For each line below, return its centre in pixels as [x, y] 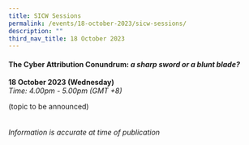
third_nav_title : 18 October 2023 [67, 38]
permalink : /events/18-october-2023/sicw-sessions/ [97, 23]
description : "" [36, 31]
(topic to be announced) [49, 107]
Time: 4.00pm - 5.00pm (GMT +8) [66, 91]
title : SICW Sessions [45, 16]
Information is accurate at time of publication [84, 132]
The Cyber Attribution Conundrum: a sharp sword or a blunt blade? [124, 64]
